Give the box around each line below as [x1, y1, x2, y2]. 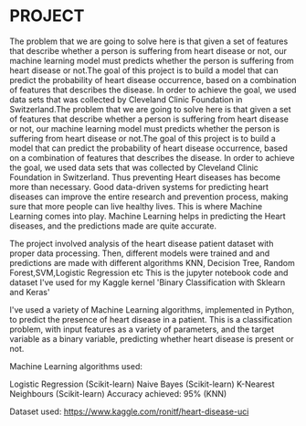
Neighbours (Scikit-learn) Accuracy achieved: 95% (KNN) [9, 388, 227, 399]
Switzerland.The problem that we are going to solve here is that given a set [9, 103, 291, 114]
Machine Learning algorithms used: [9, 360, 143, 371]
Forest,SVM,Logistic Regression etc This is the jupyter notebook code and [9, 267, 289, 278]
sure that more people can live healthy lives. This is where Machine [9, 200, 263, 211]
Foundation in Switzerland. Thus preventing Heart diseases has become [9, 171, 281, 183]
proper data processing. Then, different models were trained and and [9, 248, 270, 259]
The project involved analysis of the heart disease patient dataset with [9, 238, 274, 249]
